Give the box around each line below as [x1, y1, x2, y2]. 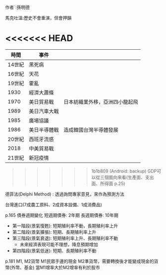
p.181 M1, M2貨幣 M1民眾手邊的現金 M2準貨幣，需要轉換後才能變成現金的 [5, 258, 155, 264]
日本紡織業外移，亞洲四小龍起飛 [63, 98, 138, 105]
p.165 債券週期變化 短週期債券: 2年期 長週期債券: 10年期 [5, 212, 118, 218]
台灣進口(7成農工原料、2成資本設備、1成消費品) [5, 201, 103, 207]
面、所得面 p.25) [91, 181, 125, 186]
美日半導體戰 [29, 126, 59, 133]
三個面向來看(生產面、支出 [100, 174, 154, 180]
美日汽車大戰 [29, 107, 59, 114]
